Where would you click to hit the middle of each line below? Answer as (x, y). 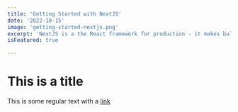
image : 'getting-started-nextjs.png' (63, 27)
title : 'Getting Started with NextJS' (64, 14)
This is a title (45, 82)
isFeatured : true (33, 40)
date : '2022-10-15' (36, 21)
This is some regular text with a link (59, 101)
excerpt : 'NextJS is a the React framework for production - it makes (114, 34)
